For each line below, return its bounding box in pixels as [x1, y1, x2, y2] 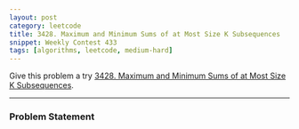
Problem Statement [9, 110, 95, 123]
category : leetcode [9, 21, 82, 30]
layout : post [9, 12, 58, 22]
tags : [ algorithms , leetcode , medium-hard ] [9, 46, 174, 55]
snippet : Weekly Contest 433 [9, 37, 117, 47]
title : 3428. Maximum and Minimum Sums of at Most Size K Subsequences [9, 29, 280, 38]
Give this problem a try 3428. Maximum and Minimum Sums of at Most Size [9, 70, 287, 81]
